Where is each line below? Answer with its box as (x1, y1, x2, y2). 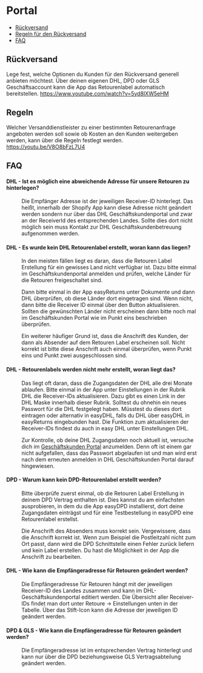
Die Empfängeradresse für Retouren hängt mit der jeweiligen (21, 580, 173, 587)
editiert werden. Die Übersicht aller (81, 593, 168, 601)
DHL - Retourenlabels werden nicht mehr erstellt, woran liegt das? (6, 365, 176, 373)
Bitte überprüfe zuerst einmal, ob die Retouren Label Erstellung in (21, 489, 185, 497)
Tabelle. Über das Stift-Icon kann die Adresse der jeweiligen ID (21, 606, 178, 613)
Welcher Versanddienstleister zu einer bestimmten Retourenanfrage (6, 123, 176, 131)
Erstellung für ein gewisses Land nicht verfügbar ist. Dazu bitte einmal (21, 264, 197, 271)
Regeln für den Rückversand (15, 30, 87, 37)
